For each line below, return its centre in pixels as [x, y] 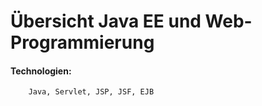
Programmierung [82, 42]
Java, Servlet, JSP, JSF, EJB [91, 92]
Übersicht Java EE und [106, 21]
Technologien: [41, 71]
